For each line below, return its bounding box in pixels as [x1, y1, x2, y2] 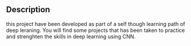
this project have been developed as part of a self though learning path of [6, 20, 186, 27]
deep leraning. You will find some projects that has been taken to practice [6, 27, 185, 34]
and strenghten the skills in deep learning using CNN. [6, 32, 136, 40]
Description [6, 5, 50, 15]
